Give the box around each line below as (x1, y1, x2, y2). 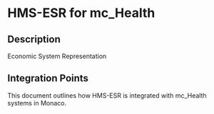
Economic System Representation (7, 52, 107, 60)
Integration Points (7, 72, 89, 84)
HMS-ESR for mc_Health (7, 5, 156, 21)
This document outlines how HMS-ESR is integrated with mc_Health (7, 91, 207, 100)
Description (7, 33, 61, 45)
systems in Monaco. (7, 98, 67, 107)
